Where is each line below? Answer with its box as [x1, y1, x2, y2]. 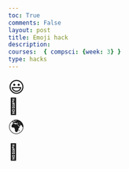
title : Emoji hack [8, 33, 68, 42]
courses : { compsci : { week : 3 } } [8, 48, 122, 56]
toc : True [8, 11, 41, 20]
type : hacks [8, 56, 47, 64]
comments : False [8, 19, 61, 27]
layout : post [8, 26, 51, 34]
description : [8, 41, 51, 49]
